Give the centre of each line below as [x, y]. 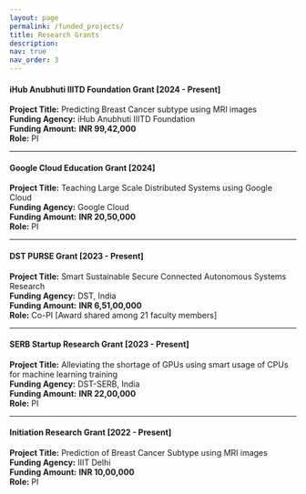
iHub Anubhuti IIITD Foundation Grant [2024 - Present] [115, 89]
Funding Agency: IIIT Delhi [60, 463]
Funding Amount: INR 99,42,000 [73, 129]
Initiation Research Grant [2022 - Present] [91, 432]
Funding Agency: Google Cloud [69, 207]
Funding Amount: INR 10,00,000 [72, 472]
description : [34, 43]
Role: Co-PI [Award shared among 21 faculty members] [113, 315]
